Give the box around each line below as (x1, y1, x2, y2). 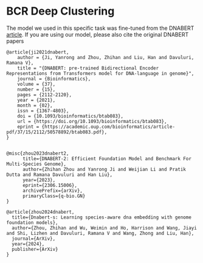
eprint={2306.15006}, (22, 182, 78, 188)
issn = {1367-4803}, (17, 108, 69, 114)
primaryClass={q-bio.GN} (22, 193, 86, 199)
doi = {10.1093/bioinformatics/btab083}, (17, 113, 123, 119)
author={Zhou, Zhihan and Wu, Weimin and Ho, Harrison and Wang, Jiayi (12, 225, 198, 231)
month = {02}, (17, 102, 53, 108)
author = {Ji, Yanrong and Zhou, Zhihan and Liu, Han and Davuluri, (17, 54, 194, 60)
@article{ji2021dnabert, (6, 49, 69, 55)
